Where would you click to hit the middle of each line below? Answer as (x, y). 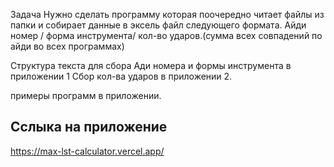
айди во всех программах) (67, 46)
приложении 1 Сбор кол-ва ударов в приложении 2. (121, 76)
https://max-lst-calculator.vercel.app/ (87, 151)
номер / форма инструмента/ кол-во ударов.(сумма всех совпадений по (166, 35)
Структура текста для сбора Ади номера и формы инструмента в (151, 65)
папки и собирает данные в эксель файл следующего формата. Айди (158, 25)
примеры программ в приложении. (86, 95)
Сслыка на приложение (89, 127)
